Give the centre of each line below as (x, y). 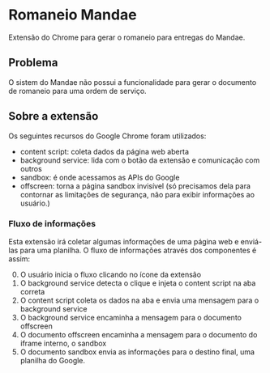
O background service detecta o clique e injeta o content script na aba (138, 283)
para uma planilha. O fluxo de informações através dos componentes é (138, 250)
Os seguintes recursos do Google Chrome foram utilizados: (107, 136)
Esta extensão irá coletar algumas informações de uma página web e (124, 241)
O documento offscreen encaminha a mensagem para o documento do (139, 334)
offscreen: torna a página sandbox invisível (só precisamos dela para (135, 186)
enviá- (251, 241)
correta (32, 291)
